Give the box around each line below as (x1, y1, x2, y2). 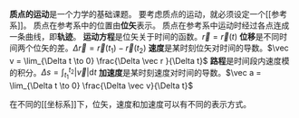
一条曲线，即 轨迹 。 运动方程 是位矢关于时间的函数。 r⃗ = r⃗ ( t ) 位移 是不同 (9, 32, 280, 41)
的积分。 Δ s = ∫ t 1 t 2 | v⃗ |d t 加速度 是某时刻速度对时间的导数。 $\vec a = (9, 65, 262, 81)
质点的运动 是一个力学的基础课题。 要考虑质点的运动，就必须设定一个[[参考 (9, 9, 288, 19)
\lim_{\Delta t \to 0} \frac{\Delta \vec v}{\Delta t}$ (9, 80, 193, 91)
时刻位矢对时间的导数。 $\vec (179, 42, 290, 53)
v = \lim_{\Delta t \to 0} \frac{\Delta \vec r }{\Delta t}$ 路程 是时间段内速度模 (9, 55, 290, 66)
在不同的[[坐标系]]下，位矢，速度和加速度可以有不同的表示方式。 (9, 98, 252, 109)
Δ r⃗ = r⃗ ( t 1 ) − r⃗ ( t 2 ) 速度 (72, 42, 165, 55)
